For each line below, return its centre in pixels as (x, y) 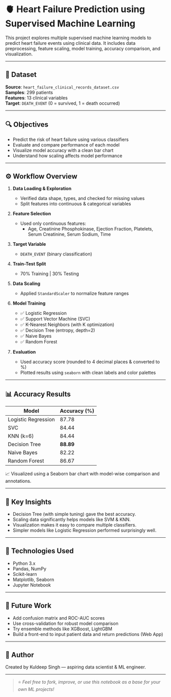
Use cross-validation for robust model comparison (65, 623)
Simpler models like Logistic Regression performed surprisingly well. (84, 530)
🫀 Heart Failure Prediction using (75, 9)
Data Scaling (26, 284)
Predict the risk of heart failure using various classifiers (70, 139)
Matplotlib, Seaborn (33, 579)
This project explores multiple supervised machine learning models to (78, 38)
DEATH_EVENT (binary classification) (56, 254)
